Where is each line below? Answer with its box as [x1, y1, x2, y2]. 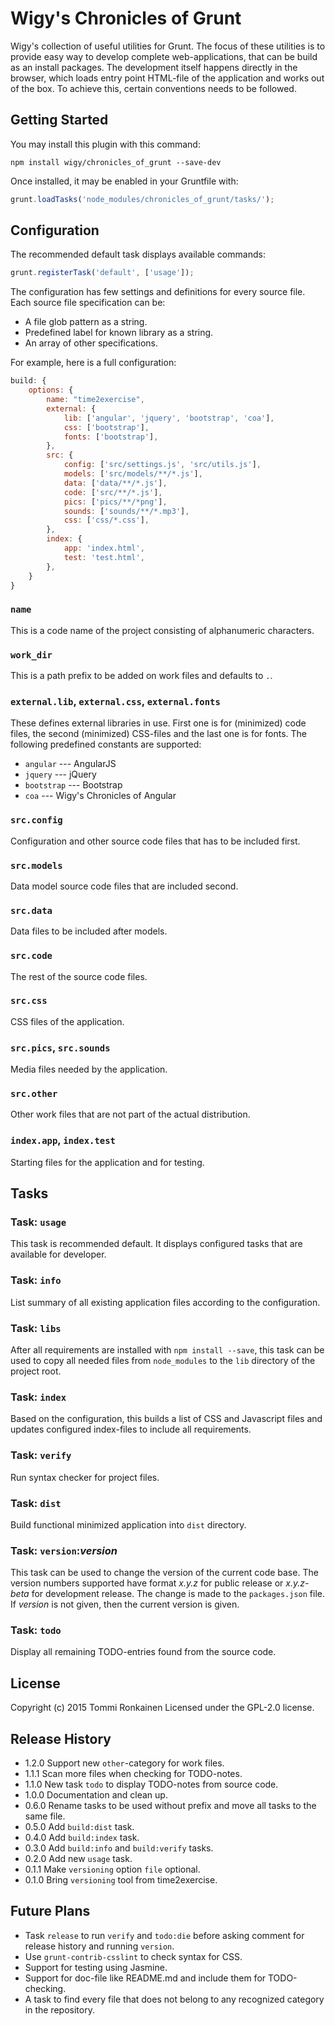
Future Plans [10, 1903, 91, 1920]
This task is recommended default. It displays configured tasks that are [10, 1238, 303, 1250]
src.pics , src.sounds [10, 1040, 111, 1054]
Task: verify [10, 1448, 72, 1462]
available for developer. [10, 1248, 107, 1261]
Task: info [10, 1273, 62, 1287]
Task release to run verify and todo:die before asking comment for [24, 1929, 305, 1941]
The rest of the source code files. [10, 970, 148, 982]
